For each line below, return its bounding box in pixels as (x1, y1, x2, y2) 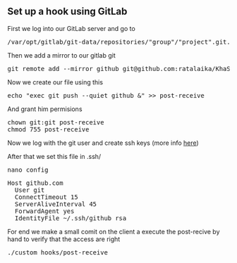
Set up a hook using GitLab (7, 6, 128, 18)
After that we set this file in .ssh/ (7, 152, 102, 160)
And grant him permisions (7, 105, 83, 113)
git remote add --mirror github (7, 65, 119, 72)
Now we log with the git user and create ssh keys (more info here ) (7, 139, 199, 147)
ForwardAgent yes (14, 207, 75, 215)
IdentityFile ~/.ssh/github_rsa (14, 214, 127, 222)
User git (14, 186, 45, 194)
